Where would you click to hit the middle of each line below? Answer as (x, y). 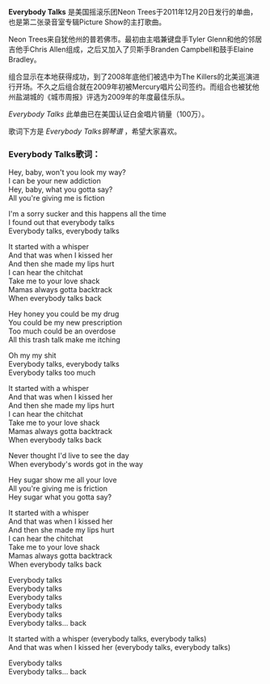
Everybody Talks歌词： (55, 154)
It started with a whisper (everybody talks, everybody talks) (108, 639)
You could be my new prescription (65, 323)
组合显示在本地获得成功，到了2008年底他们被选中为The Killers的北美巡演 (131, 76)
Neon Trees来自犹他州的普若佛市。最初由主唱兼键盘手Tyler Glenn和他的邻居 (135, 39)
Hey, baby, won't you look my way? (67, 172)
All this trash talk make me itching (65, 340)
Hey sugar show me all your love (63, 480)
